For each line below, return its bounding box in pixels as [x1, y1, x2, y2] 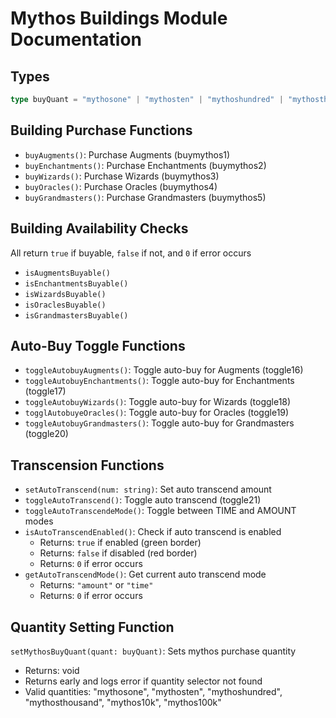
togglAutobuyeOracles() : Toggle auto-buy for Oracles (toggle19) [24, 407, 290, 419]
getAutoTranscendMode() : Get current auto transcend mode [24, 568, 267, 581]
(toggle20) [24, 428, 69, 440]
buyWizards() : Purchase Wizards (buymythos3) [24, 170, 220, 182]
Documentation [10, 28, 143, 51]
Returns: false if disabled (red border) [39, 547, 198, 559]
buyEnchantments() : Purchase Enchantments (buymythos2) [24, 159, 267, 171]
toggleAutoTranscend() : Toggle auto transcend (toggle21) [24, 494, 262, 506]
